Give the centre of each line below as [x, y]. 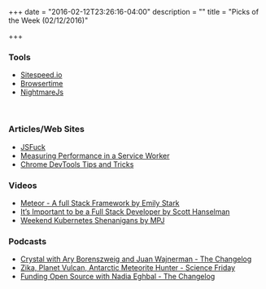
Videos [23, 185]
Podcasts [28, 241]
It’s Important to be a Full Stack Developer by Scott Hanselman [125, 212]
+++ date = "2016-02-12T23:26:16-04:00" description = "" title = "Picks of [133, 12]
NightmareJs [41, 92]
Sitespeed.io [41, 75]
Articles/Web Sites [47, 129]
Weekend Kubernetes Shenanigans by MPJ [92, 220]
